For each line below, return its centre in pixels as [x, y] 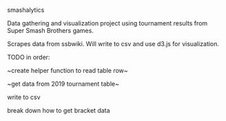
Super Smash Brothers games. [51, 31]
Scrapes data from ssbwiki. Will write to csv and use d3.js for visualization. [113, 44]
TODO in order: [29, 57]
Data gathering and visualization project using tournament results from [107, 23]
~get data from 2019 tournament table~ [63, 84]
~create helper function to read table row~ [68, 70]
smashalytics [26, 10]
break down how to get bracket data [59, 110]
